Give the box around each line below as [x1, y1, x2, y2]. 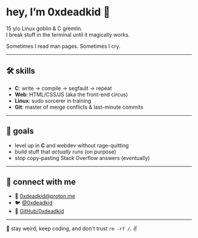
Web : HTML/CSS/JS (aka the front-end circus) [14, 91, 128, 98]
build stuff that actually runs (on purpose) [14, 148, 117, 155]
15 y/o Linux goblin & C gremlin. [6, 25, 82, 32]
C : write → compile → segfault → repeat [14, 84, 112, 92]
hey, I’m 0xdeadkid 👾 [6, 5, 111, 19]
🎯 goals [6, 126, 34, 136]
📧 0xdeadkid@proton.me [14, 193, 75, 200]
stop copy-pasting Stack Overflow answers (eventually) [14, 154, 150, 161]
